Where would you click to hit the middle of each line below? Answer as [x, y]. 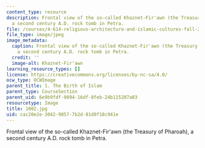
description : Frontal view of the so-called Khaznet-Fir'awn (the [92, 18]
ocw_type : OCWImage [31, 80]
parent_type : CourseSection [42, 92]
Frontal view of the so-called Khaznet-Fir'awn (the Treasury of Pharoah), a [100, 131]
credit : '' [26, 57]
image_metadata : [27, 40]
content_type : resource [37, 12]
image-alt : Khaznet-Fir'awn [48, 63]
